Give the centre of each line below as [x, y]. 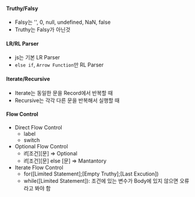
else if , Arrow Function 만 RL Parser [59, 65]
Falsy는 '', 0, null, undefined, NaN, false [63, 22]
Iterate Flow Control [39, 167]
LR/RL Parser [23, 43]
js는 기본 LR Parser [37, 58]
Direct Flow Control [38, 127]
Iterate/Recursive [28, 79]
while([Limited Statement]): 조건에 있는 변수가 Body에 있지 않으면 [101, 180]
